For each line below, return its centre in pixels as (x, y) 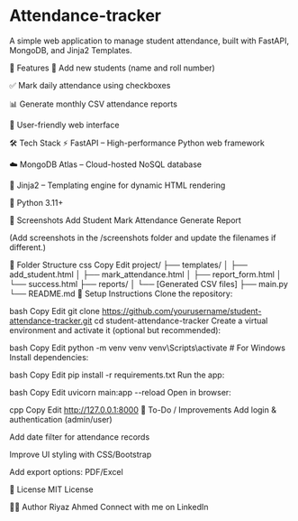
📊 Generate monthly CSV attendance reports (94, 104)
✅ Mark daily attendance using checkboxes (90, 85)
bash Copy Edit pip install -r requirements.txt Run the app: (117, 375)
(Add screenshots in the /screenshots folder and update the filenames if (143, 237)
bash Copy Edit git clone (55, 311)
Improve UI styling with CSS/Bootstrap (81, 454)
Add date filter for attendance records (80, 437)
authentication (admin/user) (61, 419)
